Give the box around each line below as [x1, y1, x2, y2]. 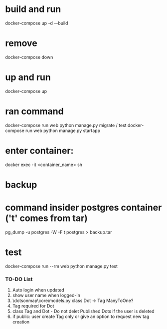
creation [12, 319, 30, 325]
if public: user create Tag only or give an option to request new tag [12, 313, 150, 319]
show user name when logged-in [12, 292, 81, 298]
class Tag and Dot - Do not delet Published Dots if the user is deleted [12, 308, 155, 314]
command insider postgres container [5, 202, 162, 213]
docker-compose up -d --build [5, 20, 68, 26]
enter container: [5, 145, 74, 156]
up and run [5, 71, 51, 83]
